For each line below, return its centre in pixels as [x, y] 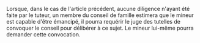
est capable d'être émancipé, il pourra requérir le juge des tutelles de [93, 21]
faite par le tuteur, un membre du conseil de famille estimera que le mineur [100, 15]
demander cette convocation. [43, 35]
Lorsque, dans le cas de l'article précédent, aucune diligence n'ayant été [98, 9]
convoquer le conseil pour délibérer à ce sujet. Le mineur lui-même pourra [100, 28]
